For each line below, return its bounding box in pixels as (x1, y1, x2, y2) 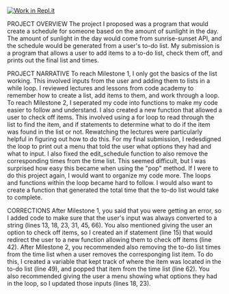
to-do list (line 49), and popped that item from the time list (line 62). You (7, 265, 210, 273)
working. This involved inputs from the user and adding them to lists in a (7, 77, 211, 85)
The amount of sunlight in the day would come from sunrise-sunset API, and (7, 34, 222, 42)
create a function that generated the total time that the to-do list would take (7, 186, 219, 194)
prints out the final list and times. (7, 56, 99, 64)
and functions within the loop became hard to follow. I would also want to (7, 179, 213, 186)
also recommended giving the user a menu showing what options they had (7, 272, 217, 280)
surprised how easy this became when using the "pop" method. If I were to (7, 164, 219, 172)
